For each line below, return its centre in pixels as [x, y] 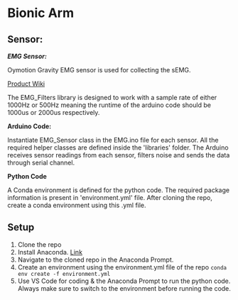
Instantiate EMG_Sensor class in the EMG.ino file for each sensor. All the [113, 140]
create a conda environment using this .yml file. [77, 205]
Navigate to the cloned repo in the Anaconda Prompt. [96, 260]
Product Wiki [26, 84]
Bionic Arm [41, 13]
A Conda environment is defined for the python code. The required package [118, 190]
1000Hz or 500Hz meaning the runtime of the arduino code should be [109, 105]
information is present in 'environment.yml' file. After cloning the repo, [110, 198]
